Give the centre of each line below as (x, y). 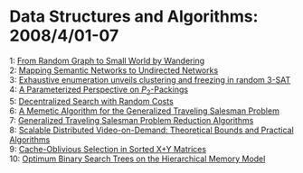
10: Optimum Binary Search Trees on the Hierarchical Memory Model (137, 159)
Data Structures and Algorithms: (134, 17)
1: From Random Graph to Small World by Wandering (107, 60)
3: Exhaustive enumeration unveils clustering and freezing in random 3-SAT (150, 79)
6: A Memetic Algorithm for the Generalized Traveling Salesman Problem (145, 111)
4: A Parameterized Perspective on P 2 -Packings (99, 90)
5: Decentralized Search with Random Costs (91, 101)
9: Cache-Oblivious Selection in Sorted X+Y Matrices (108, 149)
